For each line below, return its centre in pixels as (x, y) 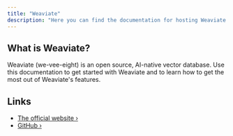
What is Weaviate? (49, 48)
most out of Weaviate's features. (54, 80)
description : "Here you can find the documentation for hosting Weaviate (117, 20)
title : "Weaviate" (34, 14)
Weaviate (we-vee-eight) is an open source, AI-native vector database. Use (116, 65)
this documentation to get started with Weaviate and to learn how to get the (116, 72)
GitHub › (29, 126)
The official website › (48, 118)
